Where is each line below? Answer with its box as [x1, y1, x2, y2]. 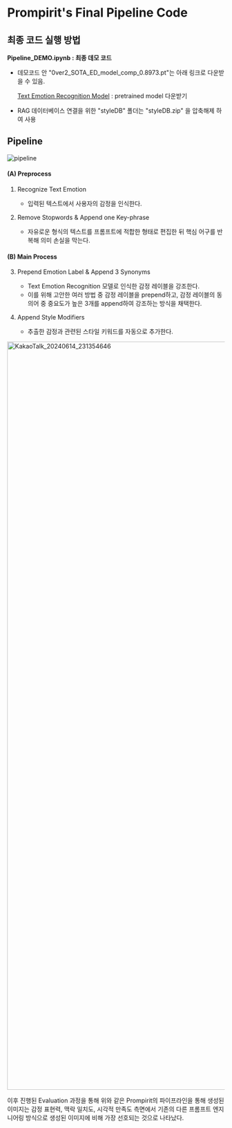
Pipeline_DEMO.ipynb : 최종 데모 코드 [7, 54, 112, 62]
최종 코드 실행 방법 [7, 34, 81, 46]
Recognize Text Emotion [17, 185, 86, 194]
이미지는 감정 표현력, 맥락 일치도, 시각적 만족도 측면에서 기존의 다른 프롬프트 [7, 1105, 212, 1113]
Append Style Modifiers [17, 313, 85, 322]
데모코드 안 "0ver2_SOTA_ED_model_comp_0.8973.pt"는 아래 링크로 [17, 68, 206, 77]
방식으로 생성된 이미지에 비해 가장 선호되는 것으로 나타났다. [25, 1113, 184, 1122]
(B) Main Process [7, 252, 57, 261]
